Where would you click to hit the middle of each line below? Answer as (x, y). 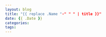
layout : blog (18, 9)
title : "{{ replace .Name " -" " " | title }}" (53, 14)
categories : (17, 23)
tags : (11, 27)
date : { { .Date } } (24, 18)
